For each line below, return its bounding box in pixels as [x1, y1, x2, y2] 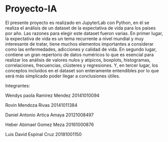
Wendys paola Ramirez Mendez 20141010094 [5, 92, 100, 98]
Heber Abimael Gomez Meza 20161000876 [5, 121, 94, 127]
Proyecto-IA [5, 3, 57, 15]
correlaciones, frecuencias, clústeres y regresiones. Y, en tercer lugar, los [5, 62, 158, 68]
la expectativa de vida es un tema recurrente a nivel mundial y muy [5, 36, 144, 42]
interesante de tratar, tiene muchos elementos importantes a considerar [5, 41, 154, 47]
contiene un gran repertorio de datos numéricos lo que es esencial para [5, 51, 154, 58]
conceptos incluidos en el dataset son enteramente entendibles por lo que [5, 67, 159, 73]
